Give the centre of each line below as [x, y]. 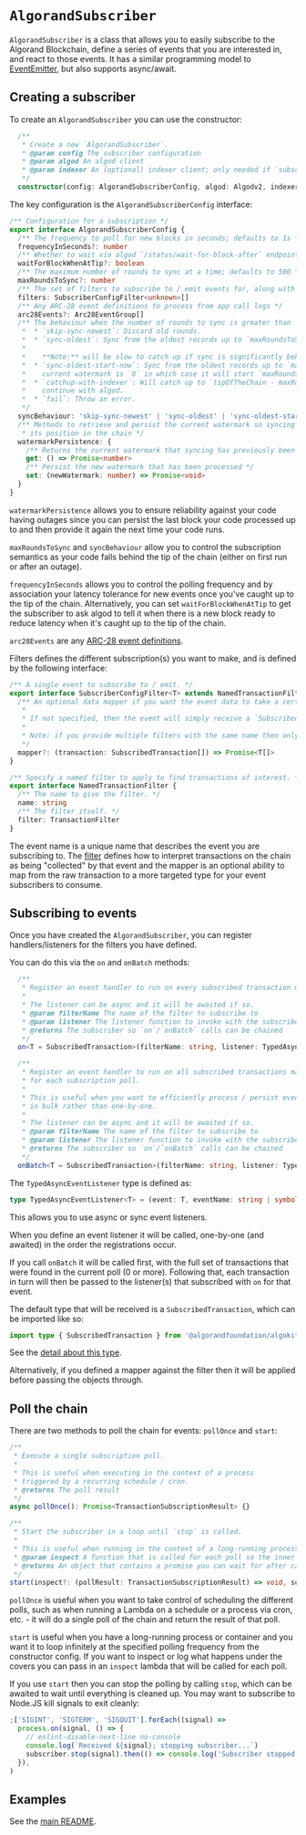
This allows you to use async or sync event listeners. [108, 1217]
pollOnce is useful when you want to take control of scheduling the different [152, 1600]
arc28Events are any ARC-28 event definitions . [97, 641]
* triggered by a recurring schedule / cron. [101, 1481]
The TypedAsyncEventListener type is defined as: [101, 1183]
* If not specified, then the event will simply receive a [136, 719]
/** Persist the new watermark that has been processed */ [140, 467]
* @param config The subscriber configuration [112, 153]
